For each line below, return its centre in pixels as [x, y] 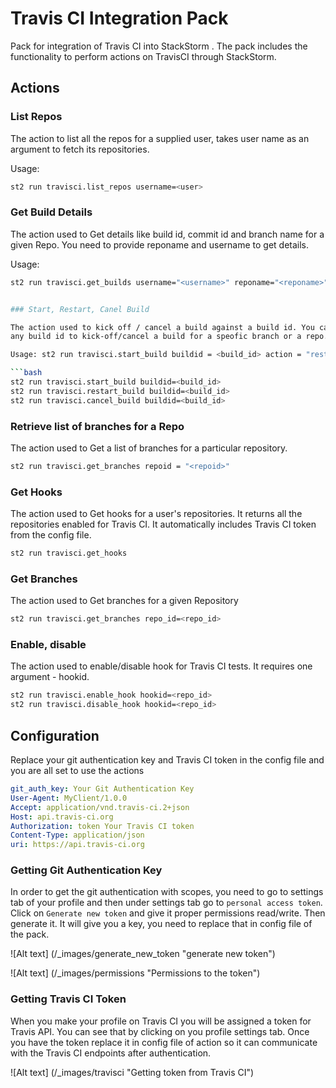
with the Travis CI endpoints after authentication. [111, 1053]
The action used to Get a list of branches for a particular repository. [149, 448]
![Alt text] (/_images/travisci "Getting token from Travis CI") [132, 1072]
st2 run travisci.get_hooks [69, 553]
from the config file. [51, 535]
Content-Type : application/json [77, 835]
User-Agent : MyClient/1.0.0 [69, 798]
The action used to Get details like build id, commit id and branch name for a [167, 234]
